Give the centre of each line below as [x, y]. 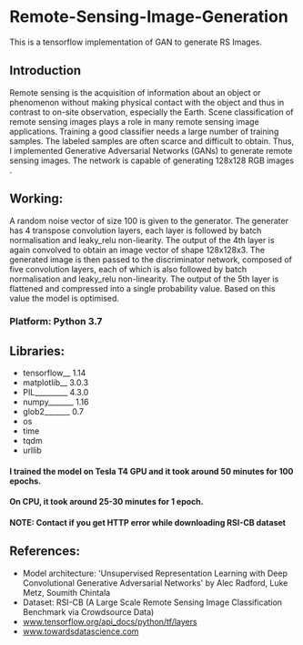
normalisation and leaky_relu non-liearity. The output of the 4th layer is [142, 240]
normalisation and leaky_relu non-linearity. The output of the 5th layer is [144, 279]
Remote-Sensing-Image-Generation [149, 17]
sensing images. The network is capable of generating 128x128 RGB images [151, 160]
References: [45, 552]
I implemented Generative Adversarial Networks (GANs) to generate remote [151, 150]
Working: [36, 199]
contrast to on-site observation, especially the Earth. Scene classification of [151, 112]
